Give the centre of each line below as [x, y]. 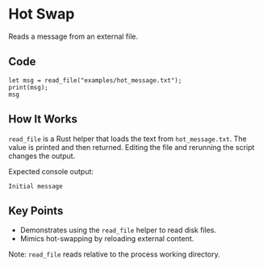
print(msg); [28, 87]
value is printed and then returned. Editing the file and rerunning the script [131, 147]
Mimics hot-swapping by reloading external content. [107, 239]
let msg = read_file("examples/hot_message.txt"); [95, 80]
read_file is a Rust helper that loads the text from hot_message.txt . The [128, 139]
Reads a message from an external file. [73, 36]
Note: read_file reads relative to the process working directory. [114, 254]
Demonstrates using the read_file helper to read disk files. [118, 230]
